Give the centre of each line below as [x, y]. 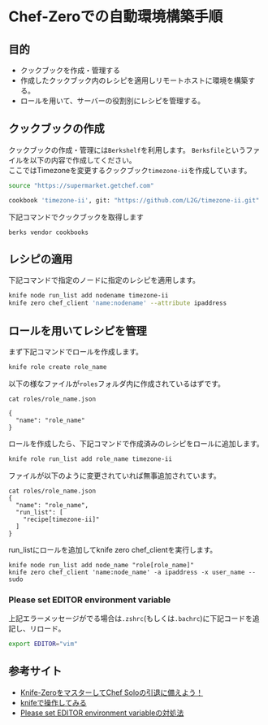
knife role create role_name [58, 367]
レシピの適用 [41, 259]
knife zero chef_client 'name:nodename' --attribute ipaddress [118, 303]
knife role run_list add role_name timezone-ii [91, 459]
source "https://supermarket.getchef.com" [81, 185]
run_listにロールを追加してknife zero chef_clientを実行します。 [113, 549]
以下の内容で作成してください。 [83, 160]
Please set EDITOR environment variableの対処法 [102, 713]
